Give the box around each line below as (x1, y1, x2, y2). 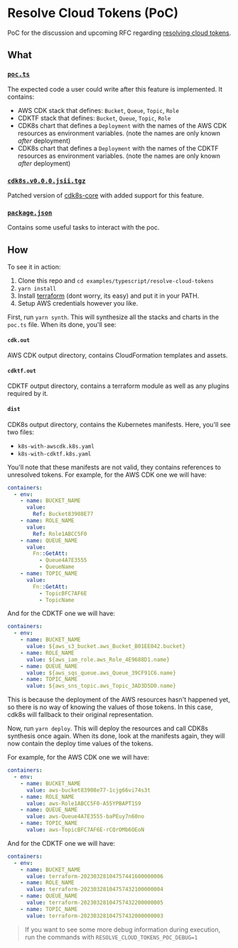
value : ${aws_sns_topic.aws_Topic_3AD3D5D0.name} (26, 682, 176, 690)
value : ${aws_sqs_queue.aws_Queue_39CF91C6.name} (26, 669, 176, 677)
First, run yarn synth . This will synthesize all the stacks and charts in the (7, 313, 219, 321)
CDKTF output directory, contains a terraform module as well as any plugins (7, 382, 229, 390)
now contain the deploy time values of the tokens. (7, 739, 153, 748)
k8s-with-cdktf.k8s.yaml (17, 450, 92, 458)
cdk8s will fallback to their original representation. (7, 711, 154, 719)
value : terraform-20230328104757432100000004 (26, 886, 163, 893)
